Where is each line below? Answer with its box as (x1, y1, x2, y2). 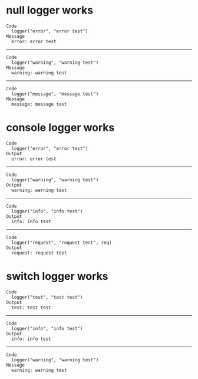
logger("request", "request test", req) (11, 240, 112, 246)
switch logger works (6, 270, 108, 283)
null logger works (6, 4, 93, 17)
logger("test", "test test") (11, 294, 83, 300)
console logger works (6, 121, 115, 135)
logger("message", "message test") (11, 91, 99, 97)
